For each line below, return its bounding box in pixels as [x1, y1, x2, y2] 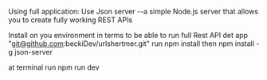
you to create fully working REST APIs [8, 15, 133, 25]
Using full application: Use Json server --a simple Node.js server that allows [8, 7, 259, 16]
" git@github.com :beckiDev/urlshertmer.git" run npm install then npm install [8, 39, 255, 48]
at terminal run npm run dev [8, 63, 100, 72]
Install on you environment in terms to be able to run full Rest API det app [8, 31, 249, 40]
